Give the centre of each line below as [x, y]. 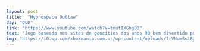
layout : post [22, 11]
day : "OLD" [20, 22]
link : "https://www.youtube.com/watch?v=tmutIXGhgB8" [74, 28]
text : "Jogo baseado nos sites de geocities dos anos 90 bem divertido [97, 33]
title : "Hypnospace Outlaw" [42, 17]
